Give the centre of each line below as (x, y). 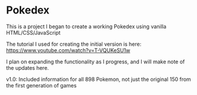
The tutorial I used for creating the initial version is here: (74, 44)
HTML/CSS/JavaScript (33, 32)
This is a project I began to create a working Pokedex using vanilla (86, 26)
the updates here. (27, 67)
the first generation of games (41, 85)
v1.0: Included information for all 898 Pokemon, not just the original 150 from (98, 79)
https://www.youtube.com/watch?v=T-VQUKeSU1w (68, 50)
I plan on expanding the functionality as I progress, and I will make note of (96, 62)
